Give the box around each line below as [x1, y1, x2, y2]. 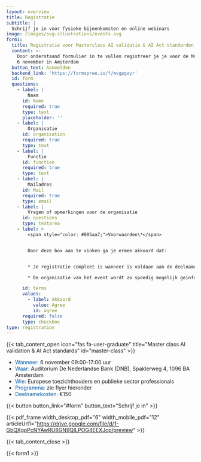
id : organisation [22, 131, 66, 138]
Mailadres [28, 182, 52, 188]
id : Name [22, 98, 44, 104]
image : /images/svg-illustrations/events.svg [6, 31, 121, 37]
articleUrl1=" [6, 420, 37, 427]
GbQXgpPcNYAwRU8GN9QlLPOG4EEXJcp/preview [6, 427, 133, 434]
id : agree [32, 307, 58, 313]
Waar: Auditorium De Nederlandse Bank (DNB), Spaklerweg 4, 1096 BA [14, 365, 190, 372]
